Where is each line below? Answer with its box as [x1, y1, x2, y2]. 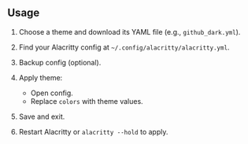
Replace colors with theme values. [30, 96, 143, 105]
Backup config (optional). [18, 57, 102, 67]
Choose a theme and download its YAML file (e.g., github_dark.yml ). [18, 27, 241, 36]
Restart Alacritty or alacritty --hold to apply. [18, 127, 168, 136]
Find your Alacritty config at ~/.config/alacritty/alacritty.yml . [18, 42, 230, 52]
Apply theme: [18, 72, 63, 82]
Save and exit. [18, 112, 65, 121]
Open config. [30, 88, 74, 98]
